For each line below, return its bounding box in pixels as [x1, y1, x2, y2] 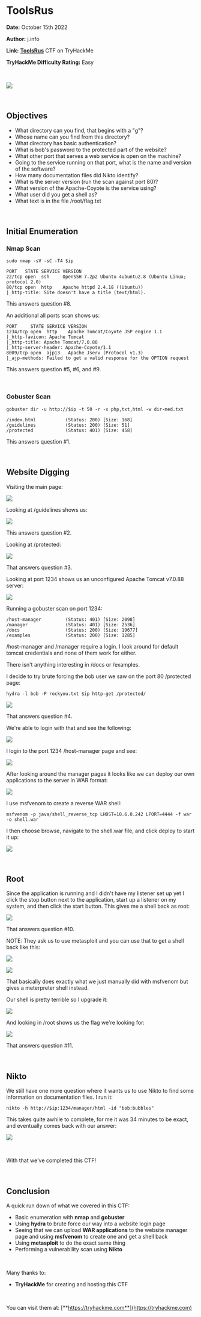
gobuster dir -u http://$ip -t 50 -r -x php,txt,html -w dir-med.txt [6, 406, 184, 412]
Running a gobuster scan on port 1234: [6, 605, 103, 612]
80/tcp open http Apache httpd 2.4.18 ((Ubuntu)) [6, 284, 144, 291]
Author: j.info [6, 35, 40, 42]
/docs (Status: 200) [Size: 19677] [6, 627, 138, 633]
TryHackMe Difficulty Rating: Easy [6, 58, 94, 66]
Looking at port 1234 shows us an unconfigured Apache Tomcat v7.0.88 [6, 575, 184, 582]
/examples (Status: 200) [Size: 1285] [6, 632, 136, 638]
